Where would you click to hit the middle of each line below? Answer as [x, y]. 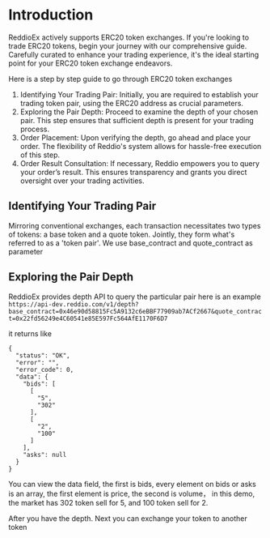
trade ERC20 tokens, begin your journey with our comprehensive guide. [128, 45]
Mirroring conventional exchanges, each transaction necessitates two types [135, 225]
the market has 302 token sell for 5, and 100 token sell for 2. [108, 502]
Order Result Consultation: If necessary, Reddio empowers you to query [140, 163]
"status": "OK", [43, 355]
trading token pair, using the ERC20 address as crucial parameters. [132, 103]
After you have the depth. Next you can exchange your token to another [128, 518]
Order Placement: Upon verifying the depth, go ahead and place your [135, 137]
